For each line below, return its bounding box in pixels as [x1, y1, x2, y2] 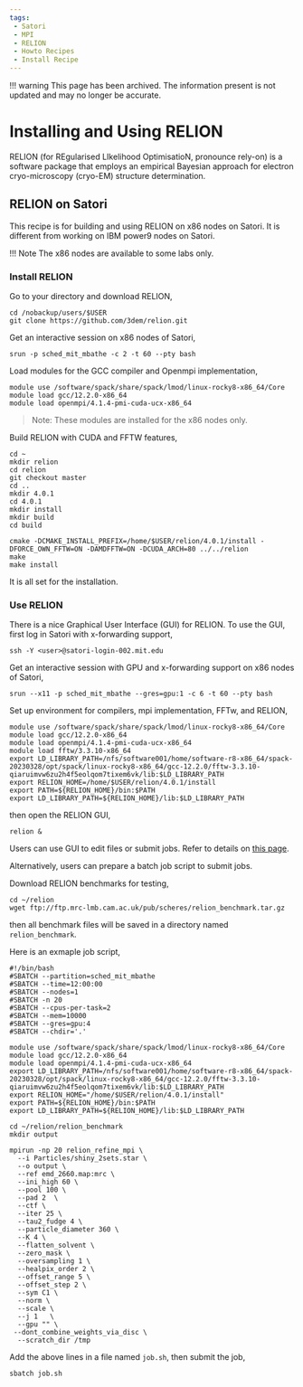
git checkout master [9, 474, 88, 483]
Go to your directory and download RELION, [9, 291, 174, 302]
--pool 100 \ [17, 1185, 67, 1194]
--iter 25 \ [17, 1209, 63, 1219]
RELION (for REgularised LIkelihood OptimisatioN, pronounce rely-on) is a [9, 151, 283, 162]
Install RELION [9, 270, 73, 283]
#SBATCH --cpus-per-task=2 [9, 1004, 111, 1013]
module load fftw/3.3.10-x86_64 [9, 747, 131, 756]
